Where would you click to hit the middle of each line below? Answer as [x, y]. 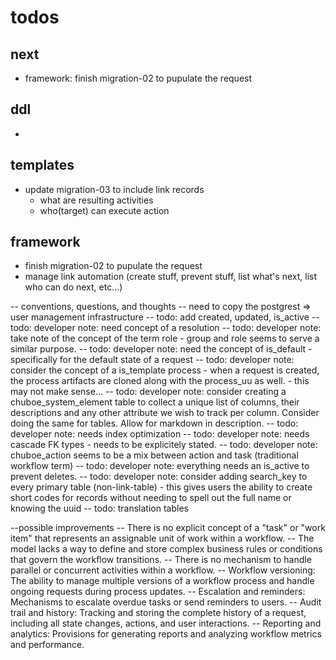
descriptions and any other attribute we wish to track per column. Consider [165, 413]
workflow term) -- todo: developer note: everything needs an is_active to [160, 466]
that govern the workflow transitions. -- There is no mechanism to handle [161, 560]
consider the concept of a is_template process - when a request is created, [165, 370]
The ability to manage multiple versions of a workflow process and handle [162, 581]
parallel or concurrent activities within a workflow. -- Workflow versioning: [163, 570]
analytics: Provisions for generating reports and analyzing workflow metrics [166, 634]
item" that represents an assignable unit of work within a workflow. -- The [162, 538]
